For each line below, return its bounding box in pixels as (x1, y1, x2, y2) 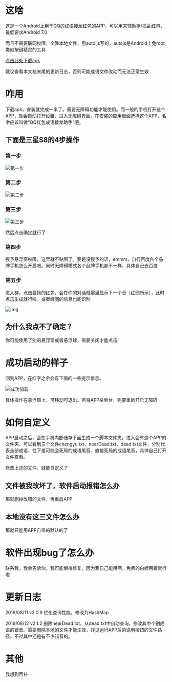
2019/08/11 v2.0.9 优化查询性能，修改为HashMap (5, 609, 109, 615)
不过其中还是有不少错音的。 (14, 633, 73, 639)
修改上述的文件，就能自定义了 (5, 465, 68, 471)
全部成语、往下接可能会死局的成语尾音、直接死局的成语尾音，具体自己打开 (9, 447, 167, 454)
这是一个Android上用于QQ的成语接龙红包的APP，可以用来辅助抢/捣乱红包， (5, 23, 165, 29)
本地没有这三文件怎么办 (5, 512, 79, 521)
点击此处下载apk (5, 57, 40, 63)
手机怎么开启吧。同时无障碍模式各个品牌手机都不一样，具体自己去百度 (9, 263, 158, 269)
